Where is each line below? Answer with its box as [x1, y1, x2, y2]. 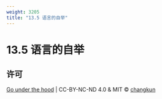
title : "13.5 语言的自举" [6, 15, 68, 21]
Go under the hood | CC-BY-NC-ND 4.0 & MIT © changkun [6, 86, 156, 93]
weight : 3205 [6, 9, 40, 15]
